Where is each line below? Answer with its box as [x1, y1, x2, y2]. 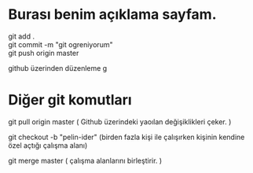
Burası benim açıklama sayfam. [8, 6, 217, 24]
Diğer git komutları [8, 91, 132, 109]
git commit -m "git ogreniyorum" [8, 39, 113, 49]
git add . [8, 31, 35, 41]
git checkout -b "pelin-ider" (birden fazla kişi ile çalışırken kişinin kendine [8, 132, 245, 142]
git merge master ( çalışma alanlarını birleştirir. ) [8, 156, 163, 165]
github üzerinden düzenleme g [8, 63, 108, 72]
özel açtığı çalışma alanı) [8, 140, 88, 150]
